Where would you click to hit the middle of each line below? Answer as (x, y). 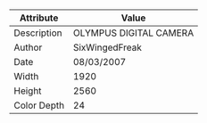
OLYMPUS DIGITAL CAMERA (133, 33)
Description (38, 33)
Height (28, 91)
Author (28, 47)
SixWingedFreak (108, 47)
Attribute (39, 18)
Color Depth (39, 105)
